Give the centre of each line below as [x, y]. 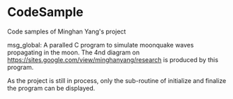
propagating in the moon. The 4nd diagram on [74, 52]
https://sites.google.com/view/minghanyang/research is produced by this [113, 59]
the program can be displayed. [51, 88]
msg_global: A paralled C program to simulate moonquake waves [100, 45]
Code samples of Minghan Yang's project [67, 31]
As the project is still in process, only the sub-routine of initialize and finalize [117, 80]
